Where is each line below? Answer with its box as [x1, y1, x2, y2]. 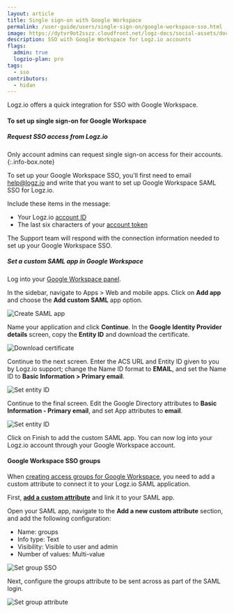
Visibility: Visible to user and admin [17, 542, 118, 551]
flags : [7, 43, 26, 50]
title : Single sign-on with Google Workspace [7, 17, 141, 24]
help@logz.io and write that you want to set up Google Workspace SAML [7, 179, 217, 187]
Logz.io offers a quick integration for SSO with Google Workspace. [7, 100, 198, 109]
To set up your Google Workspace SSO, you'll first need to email [7, 171, 192, 179]
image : [7, 29, 26, 37]
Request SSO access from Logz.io [7, 133, 108, 141]
